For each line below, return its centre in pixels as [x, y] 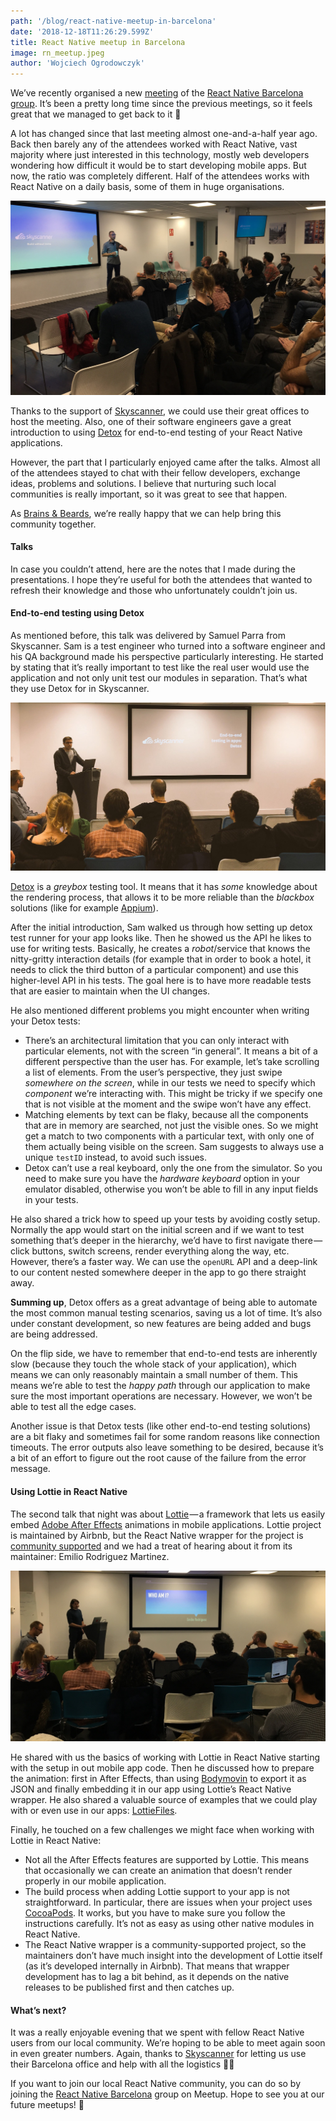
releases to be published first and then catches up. [129, 1987]
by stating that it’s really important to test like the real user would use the [160, 667]
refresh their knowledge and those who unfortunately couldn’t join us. [154, 590]
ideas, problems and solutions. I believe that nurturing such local [143, 483]
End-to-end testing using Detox [77, 613]
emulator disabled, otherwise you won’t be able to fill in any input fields [171, 1189]
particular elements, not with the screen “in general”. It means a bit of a [171, 1051]
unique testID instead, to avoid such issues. [116, 1157]
